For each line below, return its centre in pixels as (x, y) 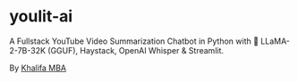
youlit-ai (41, 16)
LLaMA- (276, 41)
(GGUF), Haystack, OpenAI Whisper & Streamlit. (136, 50)
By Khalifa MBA (38, 68)
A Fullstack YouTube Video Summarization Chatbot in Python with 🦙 (134, 41)
